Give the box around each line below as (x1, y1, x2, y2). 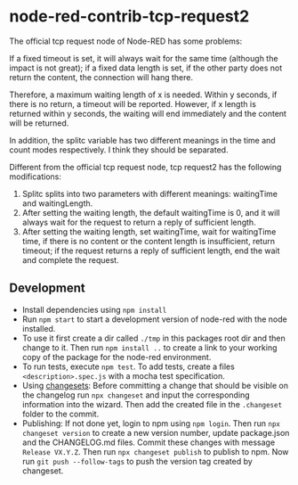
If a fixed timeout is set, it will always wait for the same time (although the (9, 53, 278, 63)
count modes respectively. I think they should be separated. (9, 144, 229, 155)
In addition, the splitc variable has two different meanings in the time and (9, 135, 276, 145)
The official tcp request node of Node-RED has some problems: (9, 36, 243, 46)
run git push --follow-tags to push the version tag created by (21, 456, 254, 466)
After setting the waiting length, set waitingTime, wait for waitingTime (21, 226, 277, 237)
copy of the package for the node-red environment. (21, 351, 212, 362)
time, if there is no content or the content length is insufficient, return (21, 235, 276, 246)
